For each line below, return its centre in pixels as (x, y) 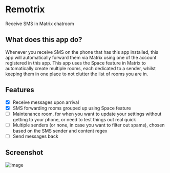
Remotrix (25, 9)
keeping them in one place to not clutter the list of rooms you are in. (77, 74)
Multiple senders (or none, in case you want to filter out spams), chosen (89, 125)
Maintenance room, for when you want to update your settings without (87, 114)
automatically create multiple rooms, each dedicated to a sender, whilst (81, 68)
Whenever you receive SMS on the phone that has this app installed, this (82, 52)
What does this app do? (44, 40)
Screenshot (24, 153)
